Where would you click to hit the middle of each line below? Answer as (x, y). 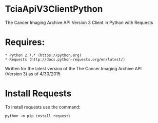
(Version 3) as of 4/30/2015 (33, 74)
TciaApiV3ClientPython (54, 9)
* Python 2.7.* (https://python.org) (43, 55)
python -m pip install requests (38, 116)
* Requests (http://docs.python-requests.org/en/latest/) (65, 60)
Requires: (25, 42)
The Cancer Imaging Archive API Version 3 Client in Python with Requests (79, 22)
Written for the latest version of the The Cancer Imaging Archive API (73, 68)
